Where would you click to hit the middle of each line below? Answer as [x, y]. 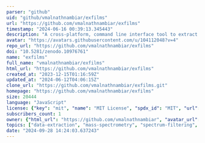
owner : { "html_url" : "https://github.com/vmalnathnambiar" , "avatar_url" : [103, 119]
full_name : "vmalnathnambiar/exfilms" [56, 63]
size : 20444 [21, 97]
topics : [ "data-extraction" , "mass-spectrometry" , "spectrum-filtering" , [102, 125]
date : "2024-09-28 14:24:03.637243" [53, 131]
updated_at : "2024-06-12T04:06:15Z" [53, 80]
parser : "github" [28, 12]
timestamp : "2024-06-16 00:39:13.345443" [60, 29]
